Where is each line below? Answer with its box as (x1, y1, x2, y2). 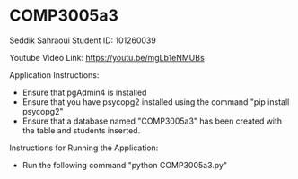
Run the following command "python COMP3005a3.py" (22, 159, 227, 170)
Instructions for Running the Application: (9, 142, 159, 153)
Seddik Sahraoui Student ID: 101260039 (9, 35, 157, 46)
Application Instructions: (9, 69, 100, 81)
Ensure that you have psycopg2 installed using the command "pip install (22, 96, 290, 107)
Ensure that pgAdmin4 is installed (22, 87, 147, 98)
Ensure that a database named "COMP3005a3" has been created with (22, 115, 283, 126)
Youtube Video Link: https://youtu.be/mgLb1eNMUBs (9, 52, 205, 63)
